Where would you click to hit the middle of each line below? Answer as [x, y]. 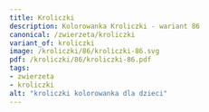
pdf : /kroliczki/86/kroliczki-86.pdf [81, 60]
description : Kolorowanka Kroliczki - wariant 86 [105, 26]
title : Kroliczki [42, 18]
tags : [19, 69]
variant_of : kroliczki [52, 43]
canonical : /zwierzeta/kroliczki [72, 34]
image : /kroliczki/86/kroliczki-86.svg [85, 51]
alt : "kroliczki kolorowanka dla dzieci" [89, 93]
